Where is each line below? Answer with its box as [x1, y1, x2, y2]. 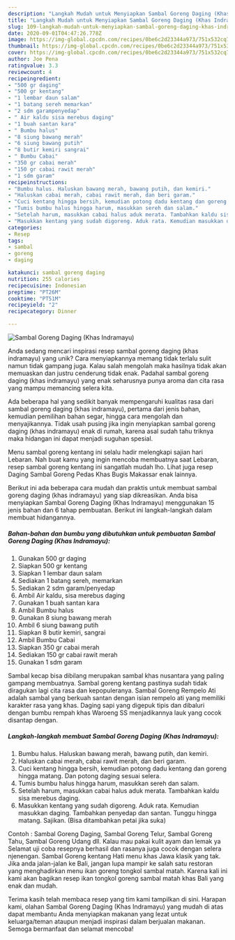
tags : [8, 237, 24, 244]
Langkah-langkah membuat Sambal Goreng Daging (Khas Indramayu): [8, 731, 219, 740]
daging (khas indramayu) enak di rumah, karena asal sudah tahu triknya [8, 427, 214, 435]
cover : [8, 50, 27, 56]
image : [8, 36, 27, 43]
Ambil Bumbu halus [17, 606, 74, 614]
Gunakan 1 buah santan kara [17, 598, 100, 607]
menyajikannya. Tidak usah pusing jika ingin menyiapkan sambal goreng [8, 420, 215, 427]
